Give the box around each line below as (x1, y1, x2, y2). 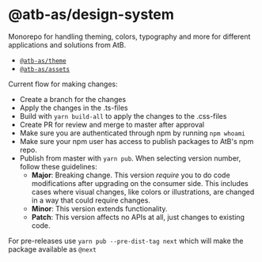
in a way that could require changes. (31, 196, 150, 205)
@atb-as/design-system (8, 6, 174, 24)
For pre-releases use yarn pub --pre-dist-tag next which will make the (8, 236, 244, 245)
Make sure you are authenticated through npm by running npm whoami (19, 128, 245, 138)
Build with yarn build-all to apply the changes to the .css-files (19, 111, 227, 120)
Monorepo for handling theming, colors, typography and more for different (8, 32, 251, 41)
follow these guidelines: (19, 161, 97, 171)
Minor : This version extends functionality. (31, 203, 168, 213)
